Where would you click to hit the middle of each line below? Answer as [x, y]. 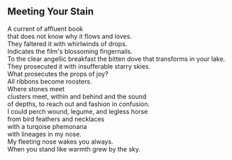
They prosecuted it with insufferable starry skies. [79, 66]
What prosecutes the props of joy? [58, 74]
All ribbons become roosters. [50, 81]
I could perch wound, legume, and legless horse [78, 111]
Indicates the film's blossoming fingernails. [70, 51]
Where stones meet [36, 88]
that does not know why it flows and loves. [70, 36]
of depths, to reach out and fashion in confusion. [79, 104]
